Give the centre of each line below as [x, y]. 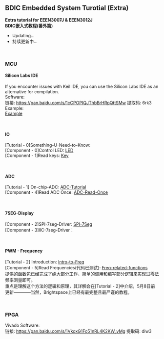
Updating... [23, 35]
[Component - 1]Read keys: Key [37, 156]
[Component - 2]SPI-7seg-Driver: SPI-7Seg [49, 224]
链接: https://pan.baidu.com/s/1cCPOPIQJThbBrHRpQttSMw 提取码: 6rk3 [79, 103]
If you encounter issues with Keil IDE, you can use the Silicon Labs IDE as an [82, 86]
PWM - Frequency [24, 251]
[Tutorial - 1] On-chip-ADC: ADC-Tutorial [46, 187]
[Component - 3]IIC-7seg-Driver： [40, 230]
